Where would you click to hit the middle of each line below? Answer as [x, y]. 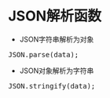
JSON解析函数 [55, 16]
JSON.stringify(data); [52, 86]
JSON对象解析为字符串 [57, 71]
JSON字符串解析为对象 [57, 39]
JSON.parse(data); [44, 54]
